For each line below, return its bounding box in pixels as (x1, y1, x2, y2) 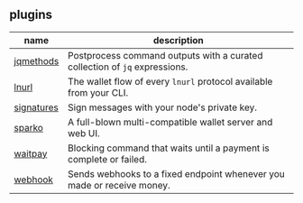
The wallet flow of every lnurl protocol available (67, 75, 273, 88)
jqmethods (14, 54, 60, 67)
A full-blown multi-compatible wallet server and (67, 115, 273, 128)
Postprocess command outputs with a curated (67, 49, 263, 61)
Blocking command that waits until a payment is (67, 142, 270, 154)
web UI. (67, 126, 101, 139)
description (152, 33, 205, 46)
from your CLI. (67, 86, 129, 98)
